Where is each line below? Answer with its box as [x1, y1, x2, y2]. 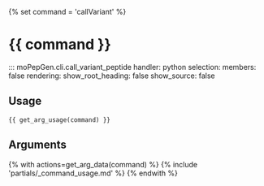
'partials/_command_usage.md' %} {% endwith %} [8, 168, 179, 178]
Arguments [8, 138, 67, 152]
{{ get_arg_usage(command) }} [8, 115, 111, 124]
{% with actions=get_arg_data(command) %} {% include [8, 159, 197, 169]
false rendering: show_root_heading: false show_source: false [8, 71, 215, 80]
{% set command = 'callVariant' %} [8, 7, 127, 16]
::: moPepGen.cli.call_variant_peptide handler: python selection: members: [8, 62, 257, 71]
